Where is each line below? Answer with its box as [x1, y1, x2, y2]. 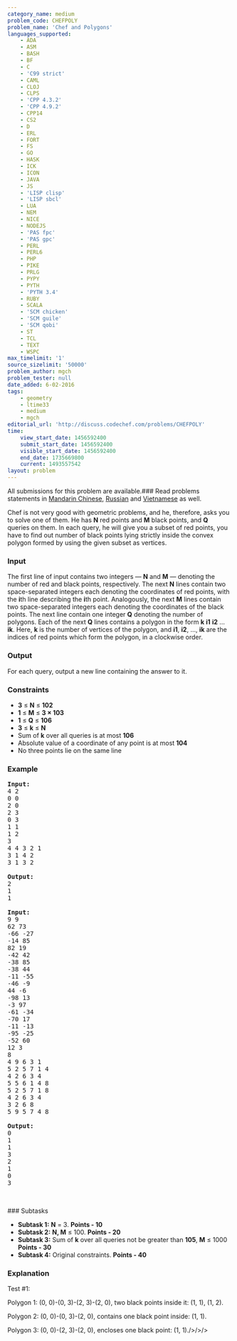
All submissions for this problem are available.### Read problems [7, 487, 200, 495]
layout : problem [7, 467, 56, 474]
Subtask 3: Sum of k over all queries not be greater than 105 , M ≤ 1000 [17, 1236, 228, 1244]
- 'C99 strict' [20, 70, 65, 77]
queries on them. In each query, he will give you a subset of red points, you [7, 523, 228, 531]
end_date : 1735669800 [20, 454, 84, 461]
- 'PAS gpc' [20, 236, 56, 243]
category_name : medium [7, 10, 75, 18]
